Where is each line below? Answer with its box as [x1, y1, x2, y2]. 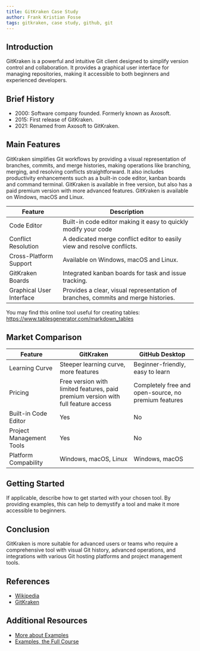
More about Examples [14, 631, 69, 638]
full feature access [59, 400, 112, 408]
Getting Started [6, 479, 65, 489]
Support [9, 259, 32, 267]
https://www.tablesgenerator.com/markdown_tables [6, 315, 134, 322]
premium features [133, 395, 183, 404]
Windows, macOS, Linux [59, 454, 128, 463]
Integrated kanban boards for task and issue [62, 269, 186, 277]
